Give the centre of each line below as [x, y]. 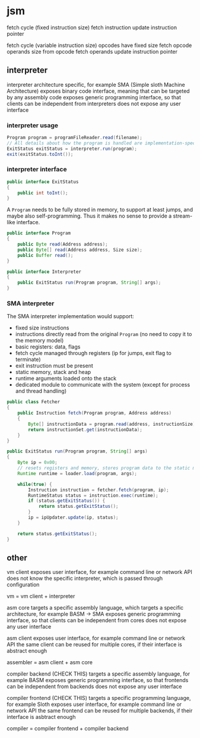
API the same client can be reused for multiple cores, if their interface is [95, 645]
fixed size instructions [42, 328]
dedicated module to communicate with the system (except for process [103, 385]
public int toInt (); [43, 193]
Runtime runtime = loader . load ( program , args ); [77, 473]
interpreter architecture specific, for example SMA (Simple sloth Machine [96, 84]
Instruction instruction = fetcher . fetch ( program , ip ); [99, 490]
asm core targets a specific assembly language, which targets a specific [95, 608]
